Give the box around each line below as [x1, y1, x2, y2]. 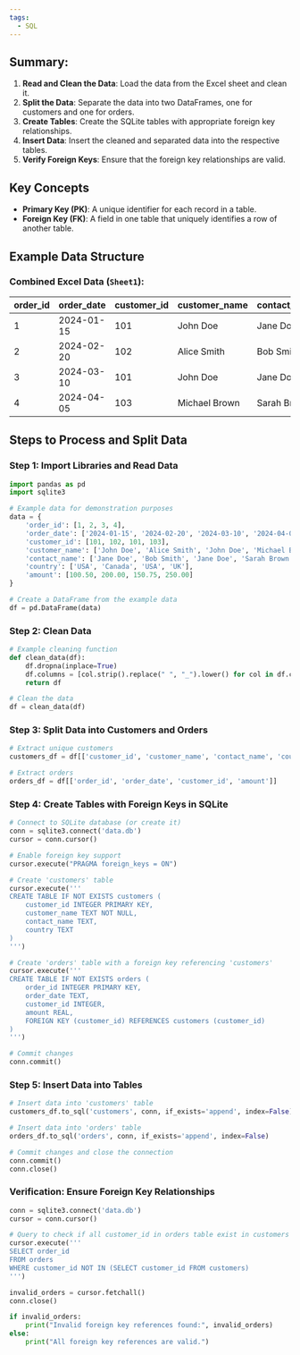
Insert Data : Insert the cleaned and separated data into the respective [21, 135, 279, 146]
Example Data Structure [9, 249, 145, 264]
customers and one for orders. [21, 106, 135, 117]
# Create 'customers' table [9, 876, 114, 885]
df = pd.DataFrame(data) [9, 603, 102, 613]
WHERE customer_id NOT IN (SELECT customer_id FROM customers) [9, 1263, 250, 1273]
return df [25, 678, 62, 687]
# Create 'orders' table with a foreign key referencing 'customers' [9, 958, 274, 967]
